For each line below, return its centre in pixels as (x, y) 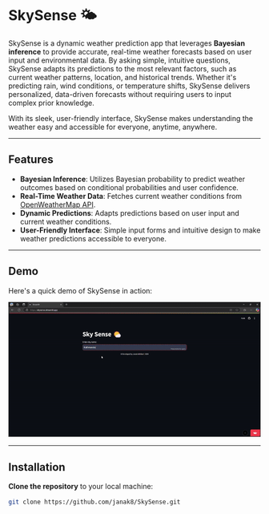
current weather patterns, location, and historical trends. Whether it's (122, 77)
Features (31, 160)
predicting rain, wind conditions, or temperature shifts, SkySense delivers (129, 86)
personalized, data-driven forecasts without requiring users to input (120, 94)
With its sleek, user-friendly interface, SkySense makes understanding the (131, 118)
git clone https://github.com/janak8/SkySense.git (94, 502)
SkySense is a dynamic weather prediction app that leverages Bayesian (127, 43)
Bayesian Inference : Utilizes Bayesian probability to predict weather (132, 179)
